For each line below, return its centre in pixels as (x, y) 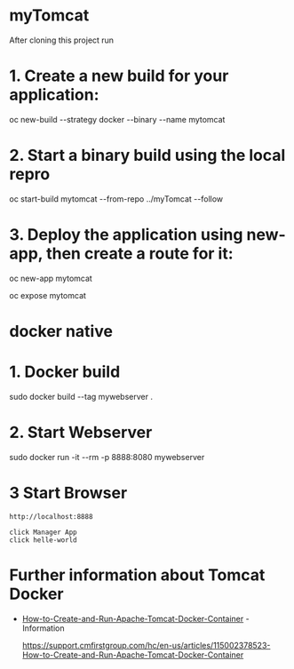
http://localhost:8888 (51, 516)
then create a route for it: (139, 253)
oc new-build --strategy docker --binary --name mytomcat (117, 119)
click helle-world (43, 540)
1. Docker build (65, 372)
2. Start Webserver (81, 433)
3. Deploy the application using (126, 235)
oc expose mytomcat (48, 295)
